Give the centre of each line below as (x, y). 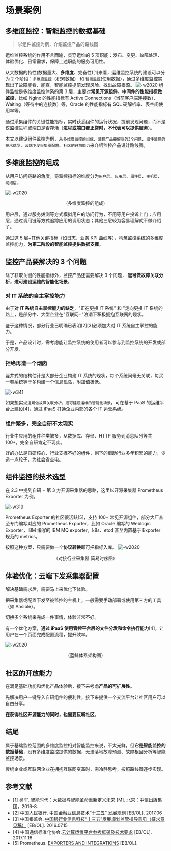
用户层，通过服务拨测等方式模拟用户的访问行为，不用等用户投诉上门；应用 (83, 214)
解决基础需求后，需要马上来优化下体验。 (48, 589)
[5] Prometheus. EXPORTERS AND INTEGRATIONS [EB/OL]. (75, 843)
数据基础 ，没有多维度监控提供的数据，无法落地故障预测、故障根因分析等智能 (85, 751)
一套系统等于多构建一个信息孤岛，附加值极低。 (54, 382)
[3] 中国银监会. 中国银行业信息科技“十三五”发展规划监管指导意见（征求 (86, 819)
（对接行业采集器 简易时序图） (85, 558)
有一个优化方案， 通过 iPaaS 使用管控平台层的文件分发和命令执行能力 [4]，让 (85, 628)
